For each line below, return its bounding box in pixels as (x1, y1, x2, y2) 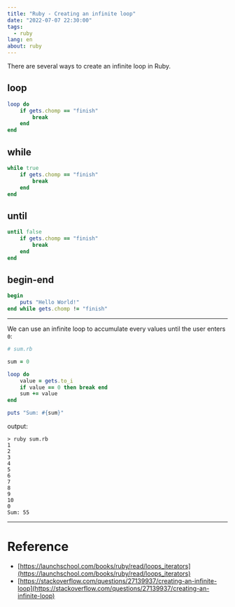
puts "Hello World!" (20, 299, 80, 306)
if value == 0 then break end (20, 384, 108, 391)
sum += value (20, 390, 58, 397)
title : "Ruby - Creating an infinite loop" (7, 10, 136, 17)
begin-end (7, 273, 55, 285)
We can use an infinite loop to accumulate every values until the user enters (7, 324, 226, 333)
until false (7, 229, 42, 236)
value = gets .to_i (20, 377, 73, 385)
